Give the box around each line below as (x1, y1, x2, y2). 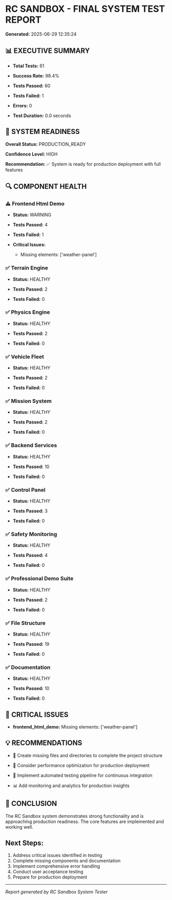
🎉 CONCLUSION (5, 799, 57, 808)
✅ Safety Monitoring (5, 530, 57, 538)
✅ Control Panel (5, 486, 46, 493)
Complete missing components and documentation (12, 858, 121, 864)
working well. (5, 824, 34, 830)
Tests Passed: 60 (12, 83, 51, 89)
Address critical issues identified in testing (12, 852, 102, 858)
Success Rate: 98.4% (12, 72, 60, 79)
